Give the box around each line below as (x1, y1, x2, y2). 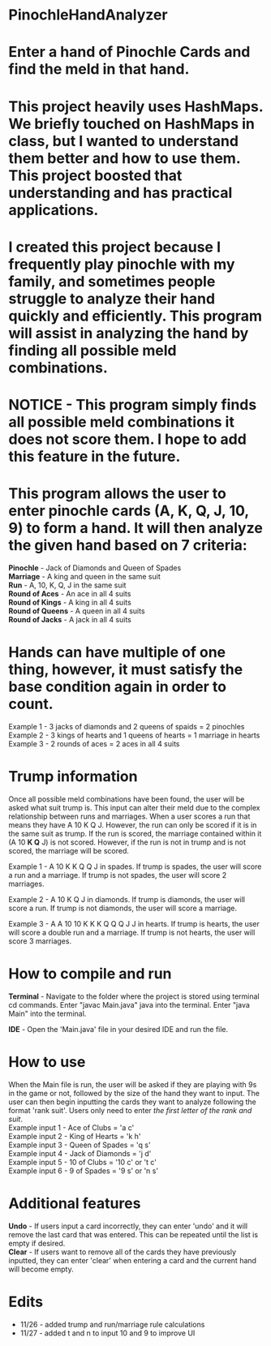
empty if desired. (8, 1238, 66, 1248)
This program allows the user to (8, 484, 227, 503)
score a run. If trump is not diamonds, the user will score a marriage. (8, 903, 238, 913)
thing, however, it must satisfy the (8, 660, 243, 679)
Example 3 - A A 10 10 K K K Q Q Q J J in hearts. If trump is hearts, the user (8, 918, 260, 928)
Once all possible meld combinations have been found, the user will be (8, 793, 245, 804)
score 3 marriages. (8, 935, 71, 946)
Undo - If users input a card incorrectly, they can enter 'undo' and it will (8, 1221, 248, 1231)
